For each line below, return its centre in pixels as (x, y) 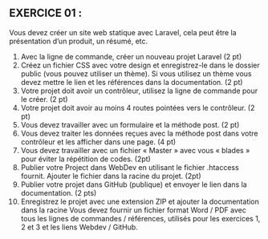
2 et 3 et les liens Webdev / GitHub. (79, 227)
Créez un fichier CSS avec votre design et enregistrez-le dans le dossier (140, 65)
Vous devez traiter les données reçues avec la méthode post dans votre (139, 133)
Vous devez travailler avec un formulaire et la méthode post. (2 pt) (130, 124)
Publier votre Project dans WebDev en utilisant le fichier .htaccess (130, 167)
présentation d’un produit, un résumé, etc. (79, 41)
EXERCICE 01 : (46, 13)
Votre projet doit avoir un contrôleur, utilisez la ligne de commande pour (139, 91)
